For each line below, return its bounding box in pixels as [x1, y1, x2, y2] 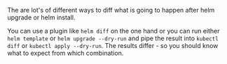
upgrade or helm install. [7, 13, 76, 22]
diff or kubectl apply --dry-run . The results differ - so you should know [7, 42, 219, 49]
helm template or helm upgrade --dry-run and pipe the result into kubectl [7, 34, 219, 42]
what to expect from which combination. [7, 49, 124, 57]
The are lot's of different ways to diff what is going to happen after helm [7, 6, 215, 14]
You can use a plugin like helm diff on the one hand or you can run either [7, 27, 220, 35]
